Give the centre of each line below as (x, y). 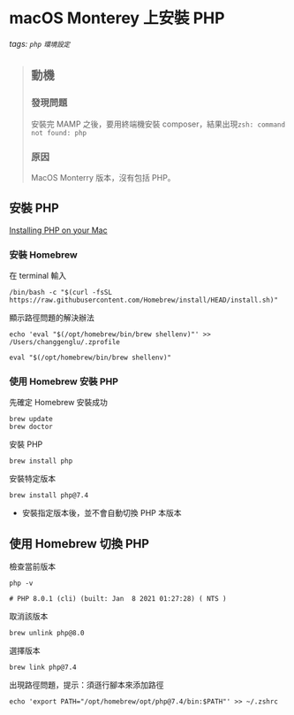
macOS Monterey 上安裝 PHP (117, 18)
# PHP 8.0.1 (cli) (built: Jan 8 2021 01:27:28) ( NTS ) (118, 599)
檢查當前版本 (32, 566)
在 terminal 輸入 (38, 276)
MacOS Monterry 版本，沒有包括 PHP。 (103, 177)
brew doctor (31, 427)
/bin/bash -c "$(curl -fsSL (61, 293)
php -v (21, 584)
